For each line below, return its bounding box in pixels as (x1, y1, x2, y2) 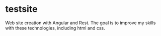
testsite (5, 3, 38, 15)
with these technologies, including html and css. (5, 25, 105, 31)
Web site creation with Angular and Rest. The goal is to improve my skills (5, 20, 156, 26)
